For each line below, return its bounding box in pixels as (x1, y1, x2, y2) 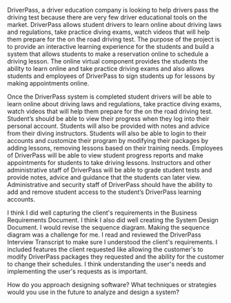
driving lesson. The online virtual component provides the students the (7, 57, 208, 65)
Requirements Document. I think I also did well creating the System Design (7, 216, 219, 224)
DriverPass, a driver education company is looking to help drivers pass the (7, 6, 219, 14)
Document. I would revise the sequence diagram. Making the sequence (7, 224, 210, 231)
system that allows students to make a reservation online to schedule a (7, 50, 209, 58)
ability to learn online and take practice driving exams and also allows (7, 65, 205, 72)
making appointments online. (7, 79, 90, 87)
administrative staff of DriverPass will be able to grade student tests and (7, 166, 212, 174)
